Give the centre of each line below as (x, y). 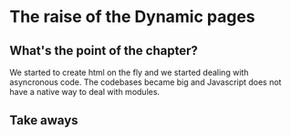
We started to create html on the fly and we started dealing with (129, 72)
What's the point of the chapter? (104, 51)
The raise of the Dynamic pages (132, 17)
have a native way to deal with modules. (85, 92)
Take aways (44, 121)
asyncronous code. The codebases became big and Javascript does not (145, 82)
